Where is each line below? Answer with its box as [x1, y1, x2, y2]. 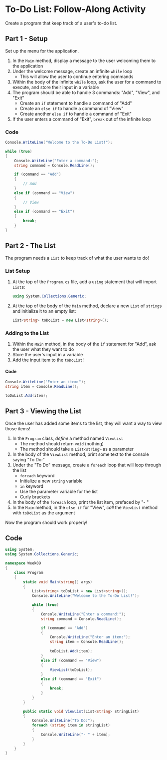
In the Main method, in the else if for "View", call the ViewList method [12, 504, 158, 510]
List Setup [5, 267, 30, 274]
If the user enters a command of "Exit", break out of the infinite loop [12, 116, 151, 122]
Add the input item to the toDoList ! [12, 357, 84, 363]
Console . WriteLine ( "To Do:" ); [31, 718, 95, 723]
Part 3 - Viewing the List [5, 407, 82, 416]
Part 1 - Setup [5, 35, 48, 43]
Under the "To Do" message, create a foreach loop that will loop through [12, 462, 161, 468]
